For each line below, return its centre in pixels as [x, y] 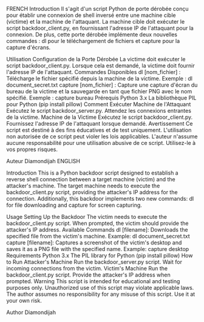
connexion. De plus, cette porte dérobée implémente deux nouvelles [92, 35]
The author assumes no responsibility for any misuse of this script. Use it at [101, 294]
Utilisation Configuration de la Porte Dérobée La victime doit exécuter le [96, 59]
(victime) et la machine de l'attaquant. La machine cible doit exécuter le [96, 22]
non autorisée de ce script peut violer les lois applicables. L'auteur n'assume [102, 136]
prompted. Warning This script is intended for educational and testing [93, 281]
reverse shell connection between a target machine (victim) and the [91, 179]
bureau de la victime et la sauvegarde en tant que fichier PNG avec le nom [99, 91]
